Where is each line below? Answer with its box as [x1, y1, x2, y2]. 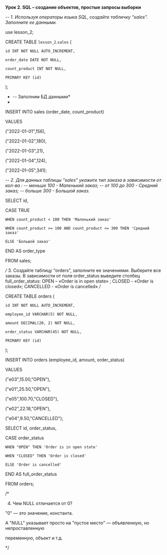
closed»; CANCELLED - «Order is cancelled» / [5, 284, 101, 289]
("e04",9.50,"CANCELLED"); [5, 415, 64, 421]
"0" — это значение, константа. [5, 510, 73, 516]
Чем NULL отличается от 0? [12, 501, 73, 506]
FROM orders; [5, 481, 34, 487]
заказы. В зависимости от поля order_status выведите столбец [5, 273, 140, 279]
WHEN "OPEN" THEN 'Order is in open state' [5, 445, 98, 450]
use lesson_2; [5, 29, 34, 35]
